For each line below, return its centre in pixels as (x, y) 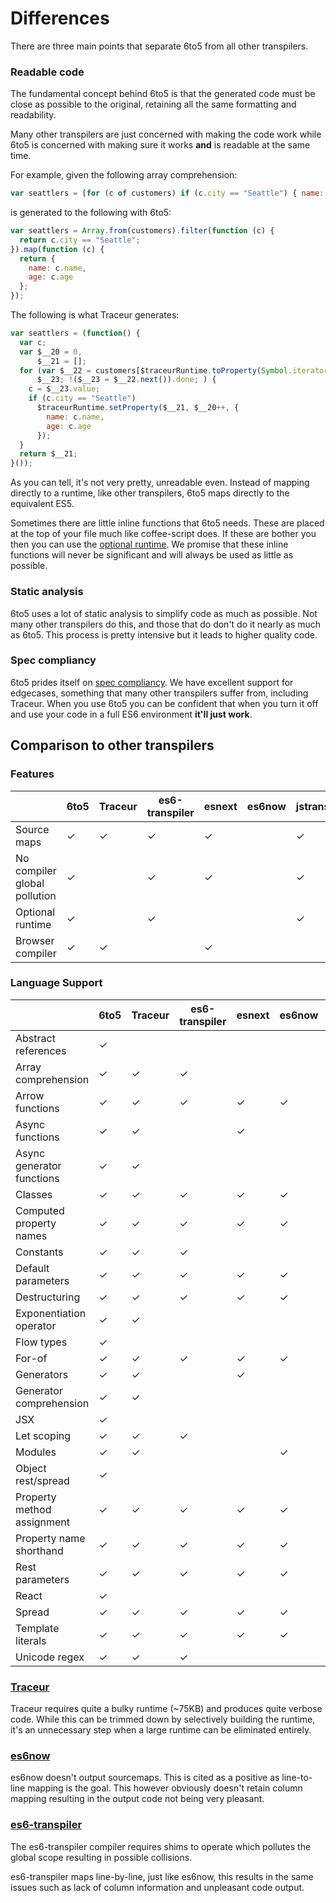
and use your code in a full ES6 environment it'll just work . (131, 714)
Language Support (56, 983)
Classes (34, 1194)
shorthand (39, 1550)
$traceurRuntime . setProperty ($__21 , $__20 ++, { (138, 408)
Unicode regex (50, 1657)
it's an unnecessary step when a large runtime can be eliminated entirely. (161, 1730)
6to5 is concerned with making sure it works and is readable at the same (160, 145)
